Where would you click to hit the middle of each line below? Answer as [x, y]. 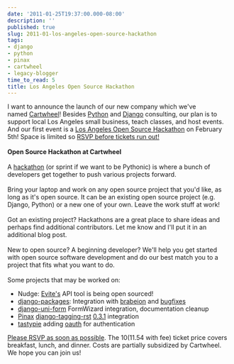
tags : [15, 40]
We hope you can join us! [44, 353]
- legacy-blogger [33, 73]
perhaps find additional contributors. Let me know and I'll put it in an [107, 227]
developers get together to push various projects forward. [92, 175]
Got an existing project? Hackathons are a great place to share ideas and [113, 220]
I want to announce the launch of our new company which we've [102, 106]
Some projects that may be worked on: [64, 280]
